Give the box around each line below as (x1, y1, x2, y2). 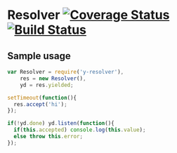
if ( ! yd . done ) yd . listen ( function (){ (7, 120, 114, 127)
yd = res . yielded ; (20, 81, 74, 88)
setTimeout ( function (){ (7, 94, 77, 101)
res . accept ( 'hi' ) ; (13, 100, 68, 108)
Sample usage (7, 50, 72, 62)
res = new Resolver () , (20, 74, 86, 82)
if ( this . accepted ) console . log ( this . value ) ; (13, 126, 146, 133)
